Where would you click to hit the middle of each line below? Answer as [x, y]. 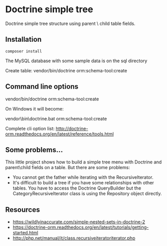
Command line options [42, 87]
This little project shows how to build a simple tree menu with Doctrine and [83, 162]
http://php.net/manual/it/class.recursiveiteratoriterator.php [74, 238]
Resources [23, 210]
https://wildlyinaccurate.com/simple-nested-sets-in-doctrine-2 [79, 222]
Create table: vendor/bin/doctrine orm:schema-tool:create [66, 70]
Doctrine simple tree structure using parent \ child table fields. [71, 23]
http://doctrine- [72, 128]
